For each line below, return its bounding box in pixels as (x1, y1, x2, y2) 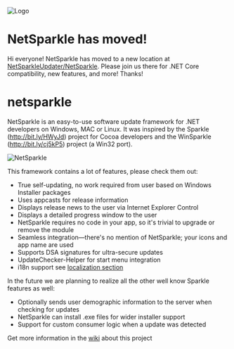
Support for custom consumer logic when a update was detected (17, 320, 207, 329)
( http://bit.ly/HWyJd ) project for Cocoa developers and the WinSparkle (7, 132, 212, 141)
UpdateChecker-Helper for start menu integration (17, 255, 161, 264)
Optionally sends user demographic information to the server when (17, 298, 212, 306)
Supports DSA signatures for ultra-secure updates (17, 248, 164, 256)
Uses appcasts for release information (17, 196, 129, 204)
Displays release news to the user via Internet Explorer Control (17, 203, 199, 211)
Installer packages (17, 188, 72, 196)
